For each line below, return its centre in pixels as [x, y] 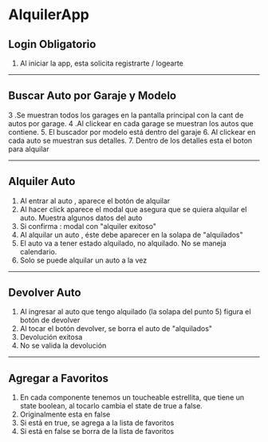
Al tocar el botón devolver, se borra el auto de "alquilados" [116, 329]
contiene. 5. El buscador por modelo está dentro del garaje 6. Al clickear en [132, 132]
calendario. [38, 251]
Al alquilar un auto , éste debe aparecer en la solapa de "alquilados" [131, 235]
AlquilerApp [49, 15]
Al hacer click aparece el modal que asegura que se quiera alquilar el [133, 209]
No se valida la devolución [63, 345]
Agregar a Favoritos [59, 378]
